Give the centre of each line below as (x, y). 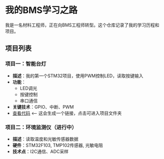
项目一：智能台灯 (26, 64)
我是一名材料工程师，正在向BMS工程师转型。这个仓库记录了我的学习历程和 (82, 25)
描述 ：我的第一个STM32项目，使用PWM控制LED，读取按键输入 (78, 76)
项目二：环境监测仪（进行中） (41, 127)
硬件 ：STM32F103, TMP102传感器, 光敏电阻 (58, 145)
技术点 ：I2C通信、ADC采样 (40, 151)
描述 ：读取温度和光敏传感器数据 (45, 139)
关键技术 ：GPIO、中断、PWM (43, 107)
